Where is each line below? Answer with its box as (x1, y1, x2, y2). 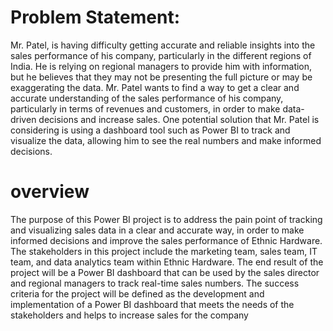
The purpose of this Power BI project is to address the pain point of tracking (10, 213, 323, 225)
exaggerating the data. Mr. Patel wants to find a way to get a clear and (10, 81, 300, 93)
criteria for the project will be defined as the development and (10, 287, 265, 300)
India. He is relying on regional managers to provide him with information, (10, 60, 313, 72)
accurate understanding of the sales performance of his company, (10, 92, 284, 104)
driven (10, 113, 37, 125)
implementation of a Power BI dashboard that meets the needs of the (10, 298, 295, 310)
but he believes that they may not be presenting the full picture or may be (10, 71, 313, 83)
